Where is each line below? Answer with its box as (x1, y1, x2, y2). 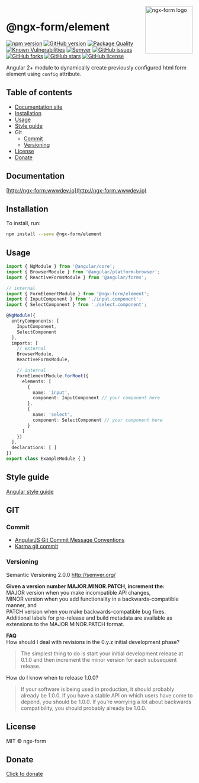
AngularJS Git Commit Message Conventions (14, 536, 125, 544)
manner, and (6, 601, 37, 608)
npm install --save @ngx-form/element (6, 231, 102, 237)
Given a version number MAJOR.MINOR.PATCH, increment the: (6, 582, 165, 590)
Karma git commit (14, 543, 59, 550)
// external (17, 346, 46, 352)
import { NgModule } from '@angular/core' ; (6, 264, 115, 270)
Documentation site (14, 103, 63, 110)
